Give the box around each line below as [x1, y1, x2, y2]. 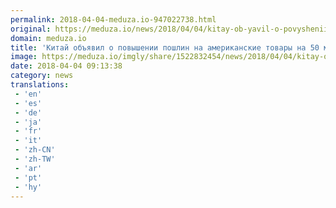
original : [10, 24, 52, 34]
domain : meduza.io [10, 33, 87, 43]
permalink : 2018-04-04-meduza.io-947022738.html [10, 14, 217, 25]
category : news [10, 71, 74, 81]
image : [10, 52, 38, 62]
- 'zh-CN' [14, 145, 56, 155]
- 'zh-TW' [14, 154, 56, 164]
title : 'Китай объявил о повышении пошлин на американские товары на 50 [10, 42, 320, 53]
